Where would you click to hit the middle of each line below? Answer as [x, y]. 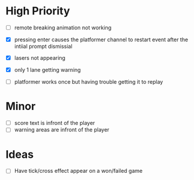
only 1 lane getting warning [48, 70]
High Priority [38, 11]
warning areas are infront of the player [62, 130]
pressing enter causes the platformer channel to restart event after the [101, 39]
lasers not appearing [40, 58]
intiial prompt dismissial [43, 47]
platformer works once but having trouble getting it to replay [89, 82]
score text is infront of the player [54, 123]
